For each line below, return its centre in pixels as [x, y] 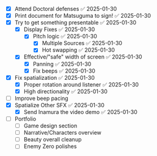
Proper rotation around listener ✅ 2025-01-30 [81, 84]
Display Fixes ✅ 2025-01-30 [59, 29]
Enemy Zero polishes [50, 146]
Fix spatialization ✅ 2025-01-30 [55, 77]
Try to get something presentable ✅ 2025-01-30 [75, 23]
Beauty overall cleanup [53, 140]
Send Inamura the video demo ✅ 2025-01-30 [81, 112]
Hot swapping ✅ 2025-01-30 [78, 50]
